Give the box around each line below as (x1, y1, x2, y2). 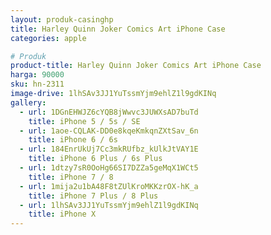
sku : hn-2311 (10, 79, 65, 90)
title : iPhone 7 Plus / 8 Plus (28, 191, 159, 201)
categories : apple (10, 33, 87, 43)
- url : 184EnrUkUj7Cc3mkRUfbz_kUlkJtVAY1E (19, 144, 199, 155)
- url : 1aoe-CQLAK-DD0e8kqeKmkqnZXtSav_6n (19, 126, 199, 136)
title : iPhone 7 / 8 (28, 172, 114, 182)
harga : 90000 (10, 70, 65, 80)
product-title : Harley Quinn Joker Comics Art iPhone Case (10, 61, 262, 71)
